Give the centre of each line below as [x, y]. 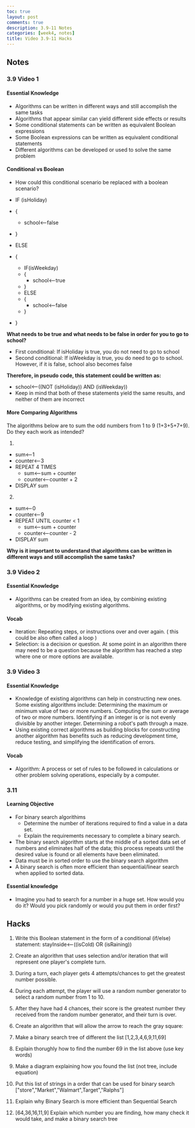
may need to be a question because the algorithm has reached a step [99, 650]
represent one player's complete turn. [61, 962]
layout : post [22, 17]
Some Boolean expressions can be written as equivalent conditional [97, 137]
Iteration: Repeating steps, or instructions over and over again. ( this [97, 632]
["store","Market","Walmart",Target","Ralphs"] [69, 1090]
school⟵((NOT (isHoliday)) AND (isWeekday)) [71, 386]
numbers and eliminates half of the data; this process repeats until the [99, 848]
